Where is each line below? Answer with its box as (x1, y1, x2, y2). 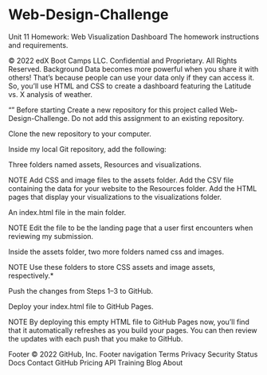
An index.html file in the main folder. (8, 207, 127, 217)
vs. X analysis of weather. (8, 89, 93, 99)
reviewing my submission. (8, 231, 94, 240)
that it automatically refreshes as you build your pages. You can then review (8, 325, 257, 335)
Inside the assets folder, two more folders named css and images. (8, 247, 225, 256)
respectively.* (8, 271, 54, 280)
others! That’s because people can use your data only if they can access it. (8, 72, 255, 82)
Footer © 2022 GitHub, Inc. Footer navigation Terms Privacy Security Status (8, 349, 258, 359)
